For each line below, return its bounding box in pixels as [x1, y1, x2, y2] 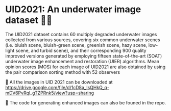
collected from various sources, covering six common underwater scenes [5, 37, 160, 43]
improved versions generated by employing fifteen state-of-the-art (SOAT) [5, 52, 162, 59]
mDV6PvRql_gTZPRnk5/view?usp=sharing [5, 90, 94, 96]
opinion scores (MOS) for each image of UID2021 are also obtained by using [5, 64, 166, 70]
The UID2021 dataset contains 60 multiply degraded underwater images [5, 31, 157, 37]
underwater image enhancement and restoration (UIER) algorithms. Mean [5, 58, 160, 64]
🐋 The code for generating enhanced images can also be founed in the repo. [5, 99, 166, 105]
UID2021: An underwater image [5, 4, 141, 15]
